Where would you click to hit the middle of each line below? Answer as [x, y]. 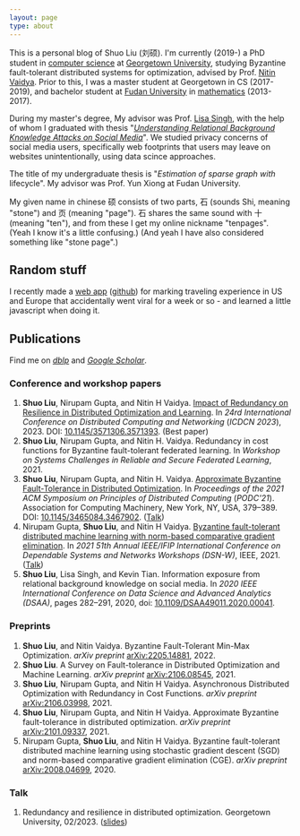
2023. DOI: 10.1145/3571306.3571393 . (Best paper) [115, 432]
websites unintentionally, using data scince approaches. [113, 156]
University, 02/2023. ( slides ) [75, 822]
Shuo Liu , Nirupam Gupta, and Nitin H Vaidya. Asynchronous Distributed [155, 684]
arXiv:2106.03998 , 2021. [67, 702]
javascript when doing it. [55, 311]
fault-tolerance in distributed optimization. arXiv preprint [126, 721]
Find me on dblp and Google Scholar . [78, 360]
